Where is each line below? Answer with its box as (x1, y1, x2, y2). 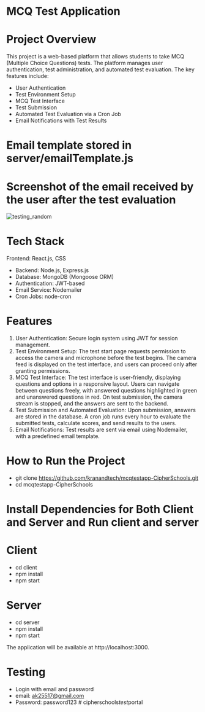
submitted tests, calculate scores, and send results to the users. (15, 420, 177, 427)
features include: (6, 72, 49, 80)
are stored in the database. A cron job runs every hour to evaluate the (15, 413, 191, 420)
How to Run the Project (6, 454, 125, 468)
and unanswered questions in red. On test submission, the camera (15, 393, 182, 401)
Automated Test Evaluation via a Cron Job (15, 111, 121, 118)
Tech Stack (6, 235, 65, 248)
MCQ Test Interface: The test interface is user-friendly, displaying (15, 374, 181, 381)
